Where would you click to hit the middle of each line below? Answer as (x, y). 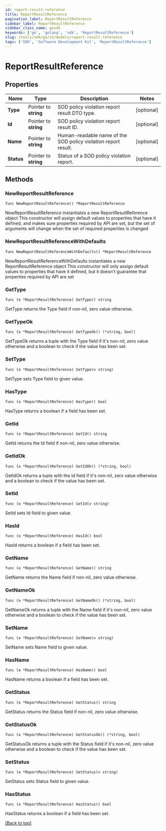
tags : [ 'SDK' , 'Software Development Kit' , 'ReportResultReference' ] (78, 42)
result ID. (68, 127)
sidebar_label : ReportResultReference (45, 23)
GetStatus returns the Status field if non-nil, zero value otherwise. (72, 712)
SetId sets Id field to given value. (38, 513)
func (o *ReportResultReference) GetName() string (58, 568)
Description (94, 98)
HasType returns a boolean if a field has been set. (56, 411)
